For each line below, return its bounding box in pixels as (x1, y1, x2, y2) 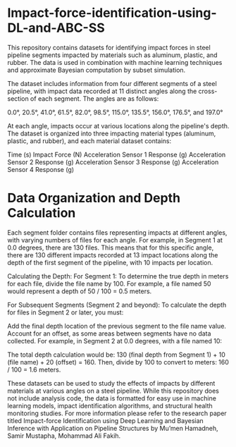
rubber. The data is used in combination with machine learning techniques (7, 58, 223, 66)
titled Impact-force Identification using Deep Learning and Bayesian (7, 416, 204, 424)
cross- (198, 87, 218, 95)
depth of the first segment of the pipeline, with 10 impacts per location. (7, 258, 213, 267)
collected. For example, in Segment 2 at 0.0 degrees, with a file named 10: (7, 336, 223, 345)
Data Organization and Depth (7, 190, 181, 206)
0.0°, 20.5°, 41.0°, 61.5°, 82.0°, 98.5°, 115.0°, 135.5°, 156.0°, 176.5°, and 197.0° (7, 108, 223, 116)
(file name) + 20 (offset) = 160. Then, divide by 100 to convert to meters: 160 (7, 357, 229, 366)
